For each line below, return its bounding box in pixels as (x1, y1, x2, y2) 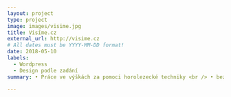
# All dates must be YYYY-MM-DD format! (7, 42, 125, 48)
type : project (7, 16, 48, 23)
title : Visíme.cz (7, 29, 57, 36)
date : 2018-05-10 (7, 48, 57, 55)
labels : (7, 55, 30, 61)
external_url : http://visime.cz (7, 36, 100, 42)
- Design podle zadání (13, 67, 78, 74)
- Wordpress (13, 61, 48, 68)
